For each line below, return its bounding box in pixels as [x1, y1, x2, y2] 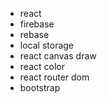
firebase [19, 18, 55, 30]
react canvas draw [19, 50, 97, 62]
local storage [19, 39, 75, 51]
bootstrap [19, 82, 61, 93]
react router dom [19, 71, 90, 83]
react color [19, 61, 65, 72]
